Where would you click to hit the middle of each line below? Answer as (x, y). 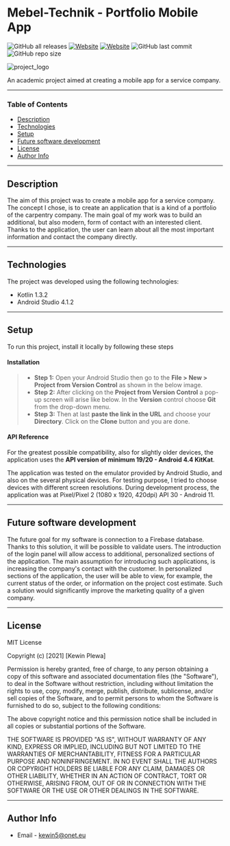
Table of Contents (38, 104)
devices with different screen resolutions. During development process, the (113, 488)
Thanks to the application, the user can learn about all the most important (111, 230)
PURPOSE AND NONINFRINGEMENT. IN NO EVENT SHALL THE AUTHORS (112, 761)
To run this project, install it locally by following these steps (90, 346)
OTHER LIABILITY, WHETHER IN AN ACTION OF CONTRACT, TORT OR (107, 776)
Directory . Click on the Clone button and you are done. (112, 421)
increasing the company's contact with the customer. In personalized (104, 569)
